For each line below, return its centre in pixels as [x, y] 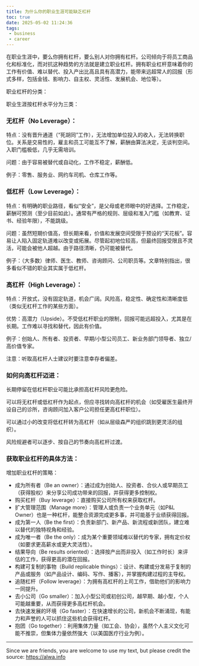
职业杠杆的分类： [27, 91]
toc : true [18, 17]
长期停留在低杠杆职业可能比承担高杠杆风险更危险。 [68, 390]
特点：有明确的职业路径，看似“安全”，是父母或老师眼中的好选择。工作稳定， [99, 205]
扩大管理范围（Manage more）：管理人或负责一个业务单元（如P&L [95, 507]
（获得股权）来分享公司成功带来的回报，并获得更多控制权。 [87, 493]
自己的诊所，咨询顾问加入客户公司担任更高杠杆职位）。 [77, 410]
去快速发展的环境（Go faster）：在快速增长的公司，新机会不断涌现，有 [100, 611]
